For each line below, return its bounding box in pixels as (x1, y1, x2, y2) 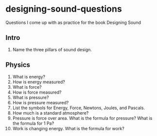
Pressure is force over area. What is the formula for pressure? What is (12, 115, 153, 121)
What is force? (12, 84, 42, 90)
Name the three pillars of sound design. (12, 46, 92, 52)
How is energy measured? (12, 79, 65, 85)
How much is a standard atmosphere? (12, 110, 89, 116)
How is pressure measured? (12, 99, 69, 105)
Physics (5, 61, 31, 69)
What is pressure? (12, 94, 49, 100)
